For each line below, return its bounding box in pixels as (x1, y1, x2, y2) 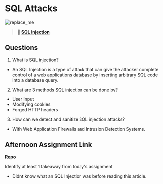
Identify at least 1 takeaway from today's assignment (5, 163, 113, 169)
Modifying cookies (12, 101, 51, 107)
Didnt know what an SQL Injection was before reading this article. (12, 173, 147, 179)
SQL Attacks (5, 3, 58, 14)
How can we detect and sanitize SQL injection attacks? (12, 116, 125, 122)
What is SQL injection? (12, 57, 59, 63)
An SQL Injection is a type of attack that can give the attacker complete (12, 66, 159, 72)
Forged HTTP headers (12, 106, 58, 112)
